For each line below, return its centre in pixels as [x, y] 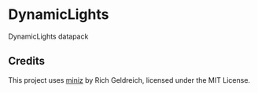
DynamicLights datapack [48, 36]
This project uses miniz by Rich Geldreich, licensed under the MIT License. [129, 80]
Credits [27, 61]
